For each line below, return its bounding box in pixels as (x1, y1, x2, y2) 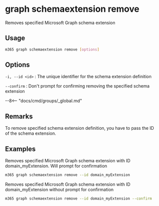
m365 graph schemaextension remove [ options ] (5, 47, 99, 52)
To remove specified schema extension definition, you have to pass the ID (5, 125, 154, 131)
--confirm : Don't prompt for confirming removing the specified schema (5, 83, 150, 89)
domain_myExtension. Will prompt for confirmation (5, 163, 108, 169)
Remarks (5, 112, 33, 120)
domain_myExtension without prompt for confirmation (5, 186, 114, 192)
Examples (5, 145, 36, 153)
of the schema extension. (5, 130, 56, 136)
